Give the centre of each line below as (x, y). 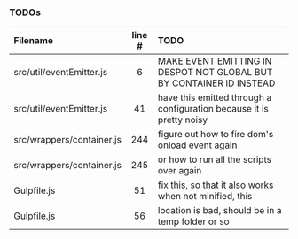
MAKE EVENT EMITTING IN (215, 61)
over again (180, 171)
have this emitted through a (215, 97)
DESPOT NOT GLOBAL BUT (216, 73)
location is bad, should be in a (220, 211)
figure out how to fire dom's (216, 135)
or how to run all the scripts (215, 159)
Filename (33, 41)
